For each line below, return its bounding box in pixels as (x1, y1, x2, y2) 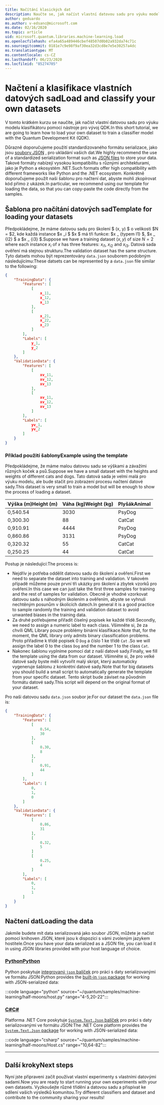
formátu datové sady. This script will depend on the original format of (12, 679, 150, 685)
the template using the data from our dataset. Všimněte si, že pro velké (12, 653, 155, 659)
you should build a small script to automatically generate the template (12, 669, 152, 675)
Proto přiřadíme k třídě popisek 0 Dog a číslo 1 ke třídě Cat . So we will (12, 638, 150, 644)
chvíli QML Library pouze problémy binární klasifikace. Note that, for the (12, 627, 156, 633)
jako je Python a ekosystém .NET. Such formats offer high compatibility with (5, 165, 157, 171)
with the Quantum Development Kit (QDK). (5, 135, 90, 141)
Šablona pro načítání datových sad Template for (5, 205, 152, 214)
